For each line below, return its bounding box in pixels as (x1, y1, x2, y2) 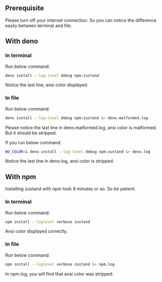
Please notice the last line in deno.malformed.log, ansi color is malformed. (5, 124, 157, 130)
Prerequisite (5, 4, 44, 12)
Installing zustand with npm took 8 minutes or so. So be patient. (5, 186, 136, 192)
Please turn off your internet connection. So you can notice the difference (5, 17, 157, 23)
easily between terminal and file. (5, 22, 72, 28)
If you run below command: (5, 139, 62, 145)
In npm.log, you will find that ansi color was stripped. (5, 271, 114, 277)
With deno (5, 37, 38, 45)
